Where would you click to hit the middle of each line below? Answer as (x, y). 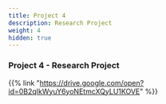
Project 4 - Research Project (64, 66)
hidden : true (30, 38)
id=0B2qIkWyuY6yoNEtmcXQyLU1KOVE (74, 91)
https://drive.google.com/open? (92, 83)
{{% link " (24, 83)
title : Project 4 (37, 15)
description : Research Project (60, 23)
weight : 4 (25, 30)
